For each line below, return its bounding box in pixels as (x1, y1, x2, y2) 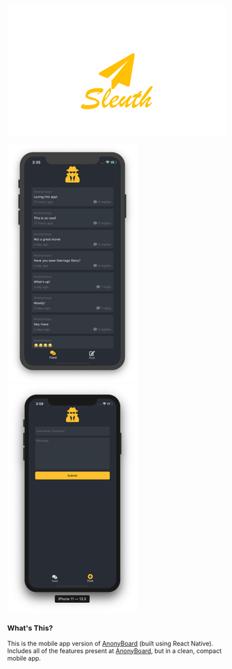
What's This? (7, 623, 53, 633)
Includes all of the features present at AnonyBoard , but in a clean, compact (7, 646, 222, 655)
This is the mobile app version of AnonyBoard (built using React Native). (7, 639, 214, 647)
